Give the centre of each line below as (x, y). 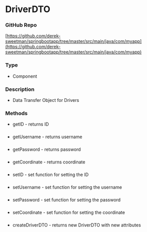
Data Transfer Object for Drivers (46, 100)
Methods (16, 113)
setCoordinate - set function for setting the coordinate (69, 212)
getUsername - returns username (47, 137)
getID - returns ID (31, 124)
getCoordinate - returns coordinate (49, 162)
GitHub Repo (21, 25)
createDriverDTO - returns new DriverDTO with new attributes (77, 225)
